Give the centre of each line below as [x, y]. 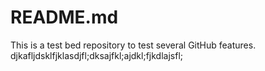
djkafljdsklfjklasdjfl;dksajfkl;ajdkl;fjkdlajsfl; [97, 55]
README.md [64, 17]
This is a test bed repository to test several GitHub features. [133, 45]
